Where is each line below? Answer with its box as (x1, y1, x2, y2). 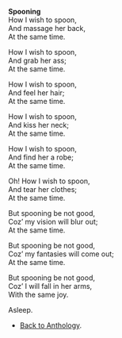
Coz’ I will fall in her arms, (8, 282, 93, 290)
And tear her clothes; (8, 185, 78, 194)
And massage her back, (8, 24, 86, 33)
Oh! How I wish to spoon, (8, 176, 90, 186)
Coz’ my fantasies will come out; (8, 249, 115, 259)
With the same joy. (8, 290, 69, 299)
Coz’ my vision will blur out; (8, 217, 98, 226)
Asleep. (8, 305, 33, 314)
